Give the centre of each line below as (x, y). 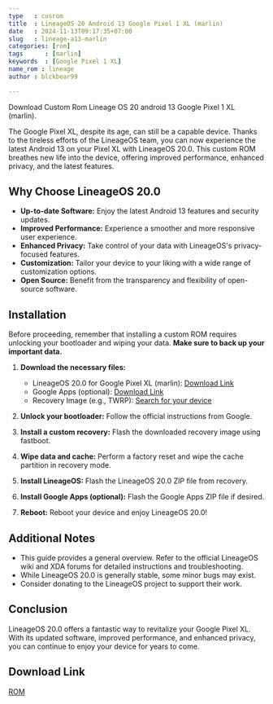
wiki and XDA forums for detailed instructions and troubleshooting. (132, 566)
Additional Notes (52, 538)
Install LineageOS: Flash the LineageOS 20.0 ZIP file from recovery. (134, 481)
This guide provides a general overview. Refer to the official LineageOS (139, 558)
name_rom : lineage (41, 69)
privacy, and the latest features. (61, 166)
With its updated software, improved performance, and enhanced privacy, (132, 637)
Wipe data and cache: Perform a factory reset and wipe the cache (132, 456)
